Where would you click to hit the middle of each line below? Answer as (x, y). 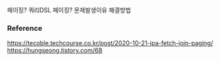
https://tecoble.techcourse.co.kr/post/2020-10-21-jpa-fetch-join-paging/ (110, 43)
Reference (25, 28)
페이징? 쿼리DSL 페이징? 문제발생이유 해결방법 (69, 10)
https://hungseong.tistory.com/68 (55, 51)
